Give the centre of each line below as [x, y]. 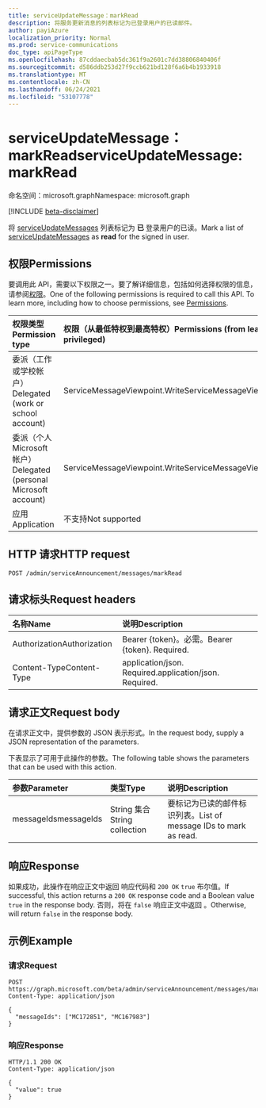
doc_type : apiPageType [46, 52]
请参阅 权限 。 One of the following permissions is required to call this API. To [131, 294]
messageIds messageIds [57, 819]
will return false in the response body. [70, 914]
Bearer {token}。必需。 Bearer [178, 639]
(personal [30, 479]
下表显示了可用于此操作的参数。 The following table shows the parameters [129, 758]
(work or [28, 403]
